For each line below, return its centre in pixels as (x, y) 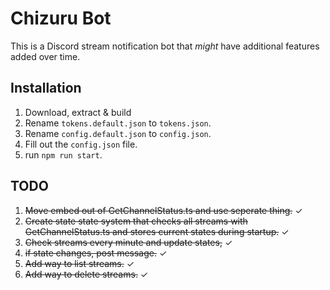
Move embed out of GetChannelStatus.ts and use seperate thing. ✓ (163, 210)
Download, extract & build (78, 112)
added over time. (45, 56)
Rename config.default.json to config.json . (118, 133)
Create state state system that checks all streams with (136, 221)
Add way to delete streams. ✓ (86, 274)
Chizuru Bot (61, 18)
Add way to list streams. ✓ (79, 263)
